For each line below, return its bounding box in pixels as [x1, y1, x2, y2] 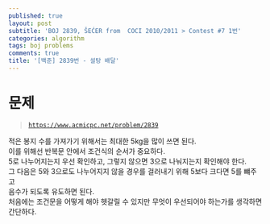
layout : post [8, 19, 52, 27]
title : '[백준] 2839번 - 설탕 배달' [8, 57, 119, 65]
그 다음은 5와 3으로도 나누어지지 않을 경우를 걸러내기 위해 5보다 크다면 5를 [8, 166, 243, 176]
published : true [8, 11, 63, 20]
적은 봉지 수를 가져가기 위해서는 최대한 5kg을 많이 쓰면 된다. [8, 136, 197, 146]
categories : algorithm [8, 34, 85, 43]
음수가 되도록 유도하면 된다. [8, 186, 95, 196]
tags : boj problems [8, 42, 74, 50]
